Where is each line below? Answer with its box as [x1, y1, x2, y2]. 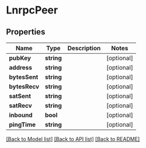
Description [67, 44, 101, 52]
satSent [9, 92, 31, 100]
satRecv [9, 102, 32, 109]
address [9, 64, 33, 71]
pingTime [9, 121, 36, 129]
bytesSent [9, 73, 39, 81]
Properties [6, 27, 46, 37]
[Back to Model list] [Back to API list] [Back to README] [6, 136, 140, 142]
